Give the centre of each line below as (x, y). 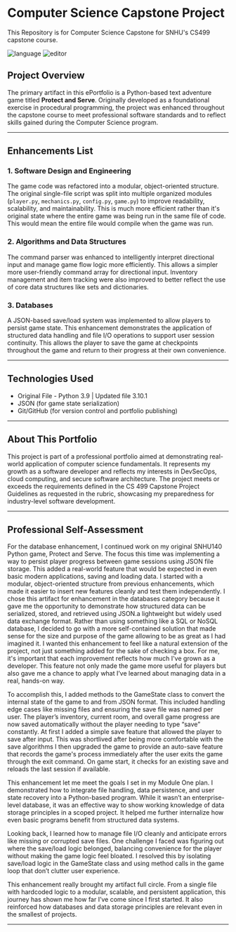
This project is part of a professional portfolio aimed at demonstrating (108, 456)
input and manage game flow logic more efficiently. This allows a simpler (113, 264)
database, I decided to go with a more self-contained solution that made (112, 629)
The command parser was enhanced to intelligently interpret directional (111, 257)
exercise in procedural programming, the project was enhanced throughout (116, 107)
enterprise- (208, 798)
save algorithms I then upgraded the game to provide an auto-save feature (115, 747)
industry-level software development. (61, 501)
